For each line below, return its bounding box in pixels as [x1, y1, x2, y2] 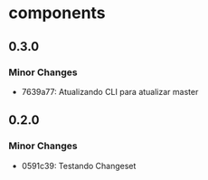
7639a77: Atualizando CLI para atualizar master [21, 86, 199, 97]
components [8, 3, 106, 24]
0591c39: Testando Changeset [21, 160, 137, 171]
